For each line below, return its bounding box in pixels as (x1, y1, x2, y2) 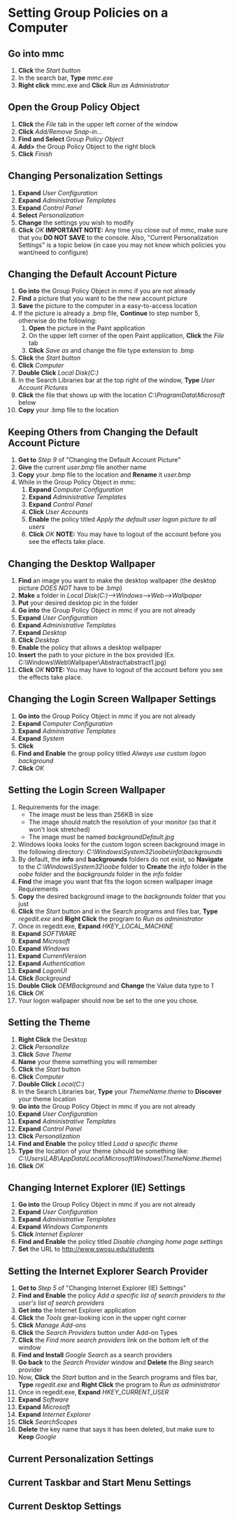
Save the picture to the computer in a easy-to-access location (17, 302, 198, 310)
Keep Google (17, 1433, 57, 1441)
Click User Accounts (28, 507, 89, 516)
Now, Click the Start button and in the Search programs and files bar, (17, 1373, 218, 1382)
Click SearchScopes (17, 1417, 78, 1426)
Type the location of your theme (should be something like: (17, 1147, 190, 1155)
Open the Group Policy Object (8, 101, 141, 113)
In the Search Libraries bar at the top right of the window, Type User (17, 376, 215, 384)
